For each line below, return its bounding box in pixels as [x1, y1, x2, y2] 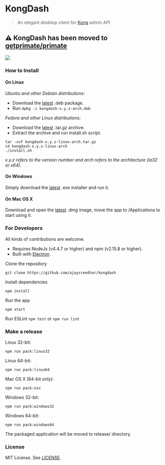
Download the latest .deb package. [12, 100, 84, 106]
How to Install [5, 67, 39, 74]
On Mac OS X [5, 196, 33, 202]
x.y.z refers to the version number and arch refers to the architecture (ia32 [5, 157, 158, 163]
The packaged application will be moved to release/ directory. [5, 431, 131, 437]
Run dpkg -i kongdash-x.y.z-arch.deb [12, 105, 91, 111]
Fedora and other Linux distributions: [5, 115, 81, 121]
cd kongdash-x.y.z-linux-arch [5, 144, 68, 149]
